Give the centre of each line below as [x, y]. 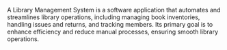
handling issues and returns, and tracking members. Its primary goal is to [110, 24]
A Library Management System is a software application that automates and [114, 10]
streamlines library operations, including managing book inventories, [104, 17]
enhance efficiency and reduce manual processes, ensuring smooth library [113, 32]
